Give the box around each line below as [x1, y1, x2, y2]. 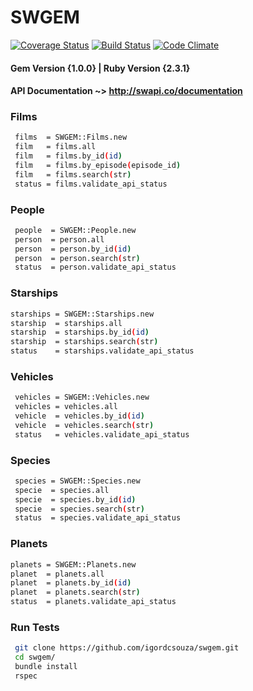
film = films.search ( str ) [14, 169, 132, 180]
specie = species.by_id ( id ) [14, 494, 137, 505]
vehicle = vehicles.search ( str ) [14, 420, 155, 430]
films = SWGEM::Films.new [14, 132, 128, 143]
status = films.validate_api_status [14, 179, 168, 189]
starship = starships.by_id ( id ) [10, 327, 150, 338]
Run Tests [10, 620, 60, 634]
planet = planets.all [10, 569, 105, 579]
